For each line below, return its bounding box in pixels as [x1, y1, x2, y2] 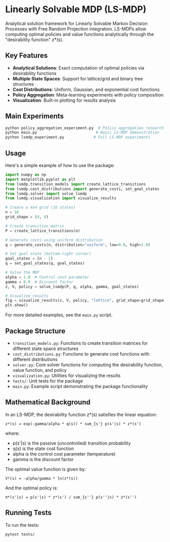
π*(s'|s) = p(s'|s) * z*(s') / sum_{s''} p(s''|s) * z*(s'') [5, 494, 137, 500]
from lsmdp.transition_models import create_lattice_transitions [5, 181, 146, 186]
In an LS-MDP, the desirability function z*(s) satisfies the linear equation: [5, 411, 157, 418]
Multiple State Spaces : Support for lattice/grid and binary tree [12, 75, 143, 82]
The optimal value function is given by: [5, 466, 86, 472]
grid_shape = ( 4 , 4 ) [5, 214, 49, 219]
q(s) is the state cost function [12, 445, 74, 452]
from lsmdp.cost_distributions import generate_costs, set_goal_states [5, 186, 159, 192]
